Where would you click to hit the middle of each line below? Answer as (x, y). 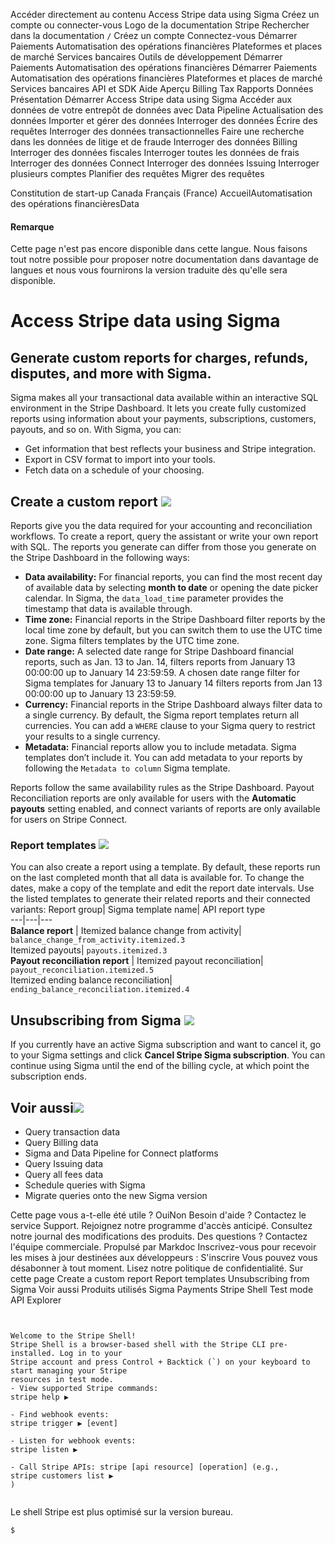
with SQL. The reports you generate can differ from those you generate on (163, 547)
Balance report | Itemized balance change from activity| (126, 931)
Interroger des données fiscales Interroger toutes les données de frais (155, 152)
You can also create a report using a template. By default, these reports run (165, 867)
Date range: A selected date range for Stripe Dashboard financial (159, 651)
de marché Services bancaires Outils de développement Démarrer (146, 57)
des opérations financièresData (75, 203)
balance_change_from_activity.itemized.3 (98, 940)
